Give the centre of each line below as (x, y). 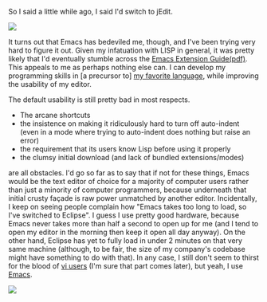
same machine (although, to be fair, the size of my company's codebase (127, 249)
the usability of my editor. (50, 84)
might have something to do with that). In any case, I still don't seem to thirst (133, 257)
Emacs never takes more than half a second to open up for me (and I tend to (133, 224)
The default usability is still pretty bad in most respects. (99, 100)
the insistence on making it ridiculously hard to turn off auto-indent (130, 124)
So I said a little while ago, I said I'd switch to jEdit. (90, 12)
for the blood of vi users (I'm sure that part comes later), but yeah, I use (126, 266)
